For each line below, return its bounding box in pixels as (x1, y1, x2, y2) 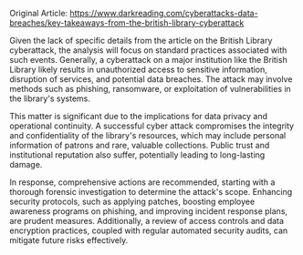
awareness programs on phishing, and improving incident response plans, (9, 206, 288, 217)
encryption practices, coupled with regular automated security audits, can (9, 225, 288, 236)
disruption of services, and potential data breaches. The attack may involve (9, 74, 293, 85)
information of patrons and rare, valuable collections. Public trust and (9, 140, 270, 150)
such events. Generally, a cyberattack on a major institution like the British (9, 55, 287, 65)
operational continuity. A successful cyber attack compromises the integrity (9, 120, 295, 131)
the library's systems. (9, 93, 91, 104)
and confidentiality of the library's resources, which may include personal (9, 130, 287, 140)
